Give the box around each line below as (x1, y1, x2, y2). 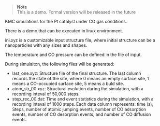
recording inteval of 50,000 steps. (12, 91, 80, 97)
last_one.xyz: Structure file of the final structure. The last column (12, 70, 141, 76)
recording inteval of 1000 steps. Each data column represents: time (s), (12, 101, 154, 107)
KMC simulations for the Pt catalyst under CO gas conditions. (5, 19, 127, 24)
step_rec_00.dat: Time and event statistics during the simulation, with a (12, 96, 154, 102)
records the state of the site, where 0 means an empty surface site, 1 (12, 76, 149, 81)
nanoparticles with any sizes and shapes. (5, 42, 87, 48)
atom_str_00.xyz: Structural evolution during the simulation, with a (12, 86, 144, 91)
